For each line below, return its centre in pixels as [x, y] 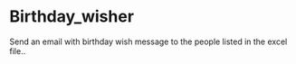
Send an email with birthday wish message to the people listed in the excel [148, 41]
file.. [18, 50]
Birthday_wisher [72, 17]
